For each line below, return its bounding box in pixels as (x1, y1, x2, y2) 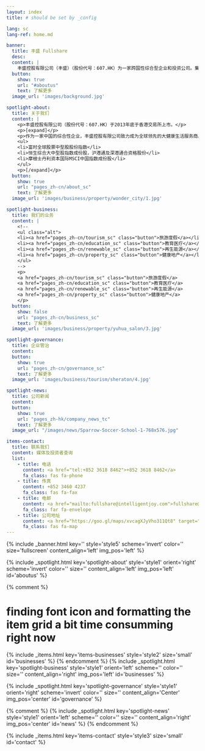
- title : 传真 (17, 478, 51, 485)
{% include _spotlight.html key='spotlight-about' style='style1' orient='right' (6, 559, 196, 566)
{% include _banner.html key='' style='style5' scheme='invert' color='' (6, 540, 184, 548)
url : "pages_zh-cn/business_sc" (17, 314, 99, 321)
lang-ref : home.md (6, 31, 53, 37)
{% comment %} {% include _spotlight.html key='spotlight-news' (6, 707, 170, 715)
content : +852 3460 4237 (22, 484, 86, 490)
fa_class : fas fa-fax (22, 489, 78, 496)
